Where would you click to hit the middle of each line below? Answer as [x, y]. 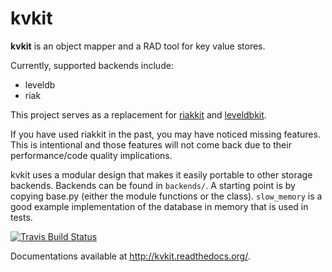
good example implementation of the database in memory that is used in [159, 206]
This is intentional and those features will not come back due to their [151, 144]
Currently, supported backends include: [92, 65]
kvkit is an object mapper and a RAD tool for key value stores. [138, 46]
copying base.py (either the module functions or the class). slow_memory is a [166, 196]
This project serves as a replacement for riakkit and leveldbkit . [138, 114]
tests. [21, 217]
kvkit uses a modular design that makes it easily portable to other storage [161, 174]
